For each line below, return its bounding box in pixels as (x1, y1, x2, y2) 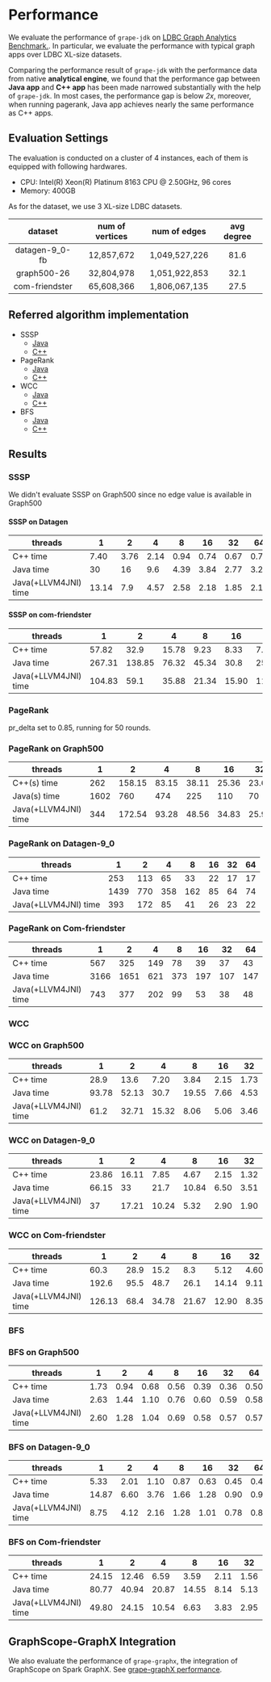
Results (8, 447, 48, 461)
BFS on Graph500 (8, 1346, 80, 1357)
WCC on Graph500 (8, 1039, 85, 1051)
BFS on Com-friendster (8, 1537, 102, 1548)
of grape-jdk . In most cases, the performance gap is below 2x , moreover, (8, 90, 252, 100)
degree (223, 230, 252, 241)
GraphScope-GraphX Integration (8, 1634, 177, 1648)
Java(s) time (12, 791, 60, 802)
